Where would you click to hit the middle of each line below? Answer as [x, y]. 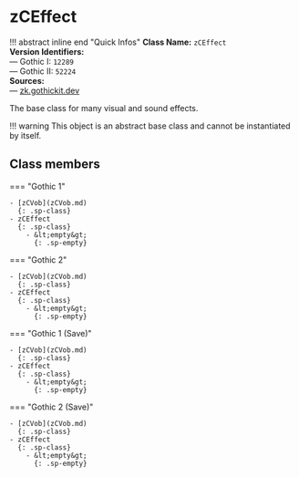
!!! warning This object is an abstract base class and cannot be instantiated [150, 126]
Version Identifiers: [47, 51]
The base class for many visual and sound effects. [104, 108]
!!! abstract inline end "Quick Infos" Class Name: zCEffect [118, 42]
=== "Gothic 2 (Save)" [52, 407]
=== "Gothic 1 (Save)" [51, 333]
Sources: [27, 80]
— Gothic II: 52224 [43, 71]
